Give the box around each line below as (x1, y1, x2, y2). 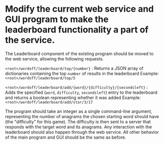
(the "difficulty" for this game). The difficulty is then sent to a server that (5, 119, 151, 124)
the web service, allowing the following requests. (5, 56, 104, 62)
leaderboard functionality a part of (5, 24, 149, 35)
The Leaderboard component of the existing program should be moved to (5, 50, 154, 57)
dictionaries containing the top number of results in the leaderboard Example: (5, 70, 159, 76)
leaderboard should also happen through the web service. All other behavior (5, 129, 159, 135)
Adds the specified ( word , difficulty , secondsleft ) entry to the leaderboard (5, 89, 158, 95)
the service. (5, 35, 55, 46)
